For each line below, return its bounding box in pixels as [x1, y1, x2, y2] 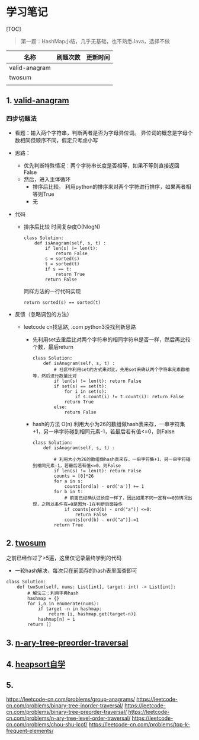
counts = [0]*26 [53, 473, 94, 479]
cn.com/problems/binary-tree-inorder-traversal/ [6, 702, 123, 709]
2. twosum [6, 538, 46, 548]
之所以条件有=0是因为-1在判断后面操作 [41, 501, 123, 507]
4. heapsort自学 [6, 659, 66, 669]
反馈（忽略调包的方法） [14, 310, 72, 317]
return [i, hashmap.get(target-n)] [48, 611, 136, 617]
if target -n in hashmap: [37, 606, 102, 612]
